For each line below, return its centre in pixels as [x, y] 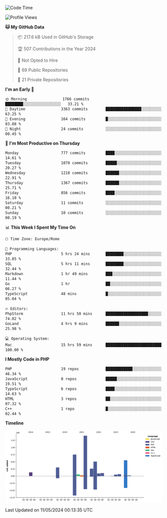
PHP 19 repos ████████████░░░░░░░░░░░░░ [83, 369]
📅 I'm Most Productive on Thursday [43, 143]
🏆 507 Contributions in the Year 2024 [57, 49]
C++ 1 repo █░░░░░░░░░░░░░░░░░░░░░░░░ [83, 409]
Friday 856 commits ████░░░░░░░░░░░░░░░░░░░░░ [83, 193]
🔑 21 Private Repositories [43, 80]
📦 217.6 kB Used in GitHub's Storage [55, 37]
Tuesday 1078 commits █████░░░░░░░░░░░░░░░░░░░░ [83, 163]
